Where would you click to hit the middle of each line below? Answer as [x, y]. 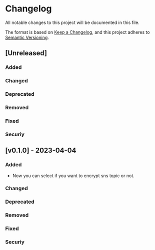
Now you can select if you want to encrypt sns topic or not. [73, 176]
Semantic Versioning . [27, 37]
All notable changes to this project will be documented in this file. [72, 22]
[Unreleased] [26, 53]
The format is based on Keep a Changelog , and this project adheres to [77, 32]
